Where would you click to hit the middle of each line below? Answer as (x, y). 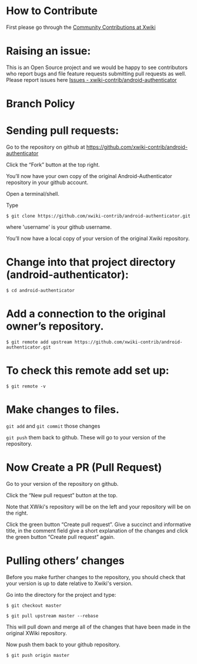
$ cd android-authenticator (41, 290)
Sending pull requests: (63, 131)
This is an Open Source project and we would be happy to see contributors (97, 67)
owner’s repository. (55, 326)
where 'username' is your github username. (59, 227)
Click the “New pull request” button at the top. (62, 495)
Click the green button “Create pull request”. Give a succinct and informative (98, 524)
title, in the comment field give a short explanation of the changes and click (97, 530)
